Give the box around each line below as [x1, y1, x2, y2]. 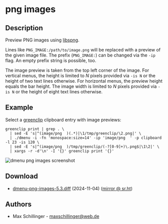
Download [5, 172, 38, 181]
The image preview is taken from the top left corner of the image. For [5, 67, 149, 73]
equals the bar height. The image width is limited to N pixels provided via [5, 83, 157, 89]
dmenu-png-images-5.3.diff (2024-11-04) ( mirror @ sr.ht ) [12, 185, 133, 191]
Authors [5, 200, 32, 209]
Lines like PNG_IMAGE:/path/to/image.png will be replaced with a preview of [5, 47, 161, 52]
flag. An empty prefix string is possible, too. [5, 58, 97, 64]
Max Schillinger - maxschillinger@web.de [12, 213, 100, 219]
